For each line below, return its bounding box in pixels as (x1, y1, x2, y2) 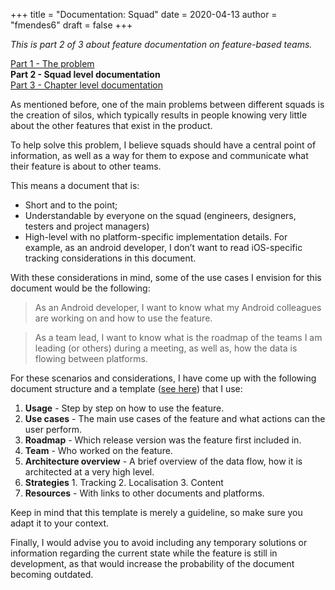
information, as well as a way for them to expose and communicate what (10, 150, 309, 161)
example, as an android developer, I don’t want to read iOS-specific (24, 242, 303, 253)
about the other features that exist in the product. (10, 120, 213, 131)
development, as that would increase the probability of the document (10, 558, 295, 569)
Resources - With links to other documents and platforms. (24, 487, 265, 499)
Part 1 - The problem (10, 58, 95, 69)
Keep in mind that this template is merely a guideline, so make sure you (10, 507, 303, 518)
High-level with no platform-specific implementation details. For (24, 231, 288, 243)
